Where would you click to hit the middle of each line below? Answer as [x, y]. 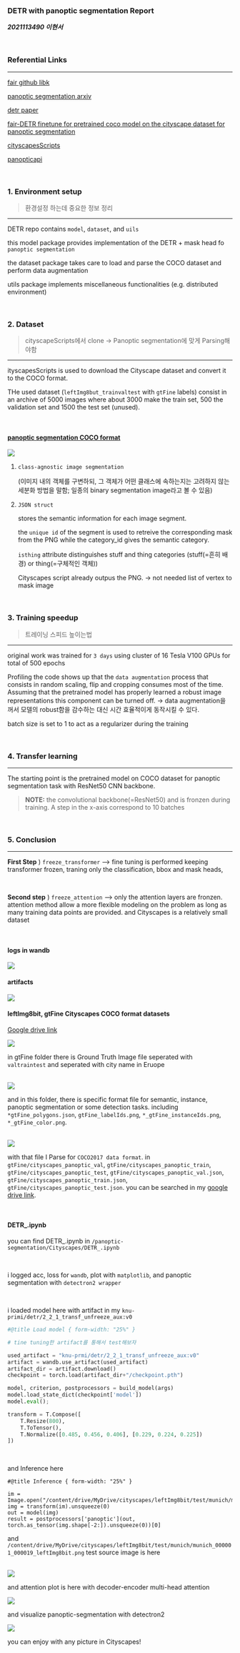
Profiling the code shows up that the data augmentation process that [108, 677]
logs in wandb [29, 950]
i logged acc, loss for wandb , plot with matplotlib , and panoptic [99, 1275]
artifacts [20, 982]
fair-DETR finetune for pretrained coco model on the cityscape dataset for [116, 124]
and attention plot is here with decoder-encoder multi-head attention [109, 1587]
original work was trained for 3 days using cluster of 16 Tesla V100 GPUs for [119, 655]
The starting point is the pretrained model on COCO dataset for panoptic [114, 778]
